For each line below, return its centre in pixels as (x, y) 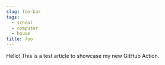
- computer (25, 28)
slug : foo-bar (24, 12)
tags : (13, 17)
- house (21, 34)
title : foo (20, 39)
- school (22, 22)
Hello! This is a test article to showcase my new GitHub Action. (83, 56)
